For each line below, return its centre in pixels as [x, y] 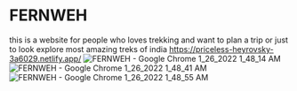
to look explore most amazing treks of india [88, 49]
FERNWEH [48, 15]
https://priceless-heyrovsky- [221, 49]
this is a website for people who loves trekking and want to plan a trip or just [149, 40]
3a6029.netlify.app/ [45, 58]
